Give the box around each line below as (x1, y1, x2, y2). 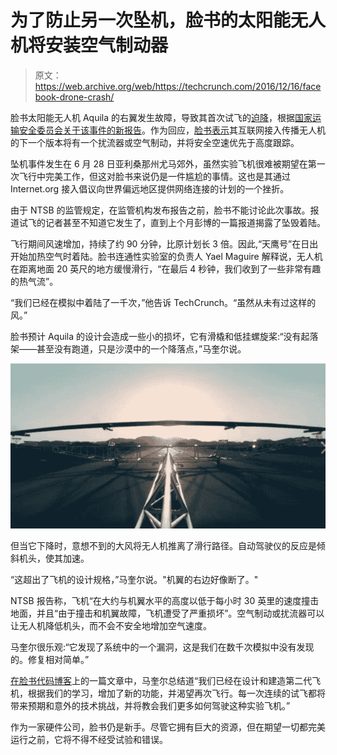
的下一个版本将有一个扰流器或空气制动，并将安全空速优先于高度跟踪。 (10, 136, 300, 148)
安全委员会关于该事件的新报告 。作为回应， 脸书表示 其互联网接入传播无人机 (18, 124, 326, 136)
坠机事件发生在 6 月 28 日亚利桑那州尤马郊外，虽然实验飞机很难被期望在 (10, 157, 308, 170)
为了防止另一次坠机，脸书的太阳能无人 (10, 9, 327, 32)
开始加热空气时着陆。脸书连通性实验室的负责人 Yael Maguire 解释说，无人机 (10, 250, 323, 262)
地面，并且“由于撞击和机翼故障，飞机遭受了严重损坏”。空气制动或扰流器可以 (10, 607, 325, 619)
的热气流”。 (10, 275, 59, 287)
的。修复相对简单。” (10, 653, 90, 665)
